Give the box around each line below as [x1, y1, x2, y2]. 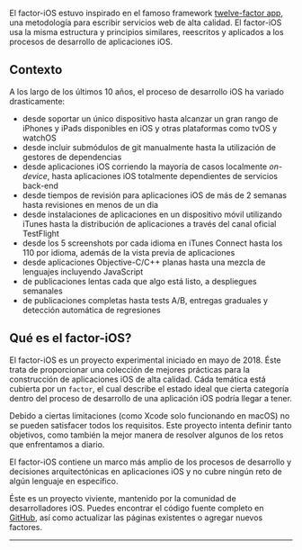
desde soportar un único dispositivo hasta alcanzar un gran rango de [22, 113, 279, 124]
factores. [9, 521, 43, 532]
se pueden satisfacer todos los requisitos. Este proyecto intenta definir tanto [9, 419, 292, 430]
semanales [22, 285, 63, 296]
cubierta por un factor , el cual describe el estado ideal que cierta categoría [9, 383, 289, 394]
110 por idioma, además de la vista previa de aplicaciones [22, 247, 235, 257]
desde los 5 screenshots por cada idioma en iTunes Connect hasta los [22, 238, 283, 248]
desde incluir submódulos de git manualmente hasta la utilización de [22, 141, 277, 152]
